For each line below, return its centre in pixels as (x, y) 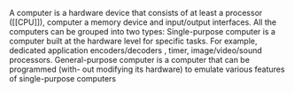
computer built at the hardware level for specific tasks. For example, (134, 41)
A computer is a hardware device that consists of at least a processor (136, 13)
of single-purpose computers (63, 78)
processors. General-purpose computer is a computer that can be (130, 60)
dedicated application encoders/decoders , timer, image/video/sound (136, 50)
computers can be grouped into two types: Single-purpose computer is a (143, 31)
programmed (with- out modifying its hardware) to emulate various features (147, 69)
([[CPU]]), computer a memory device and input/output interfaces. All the (143, 22)
